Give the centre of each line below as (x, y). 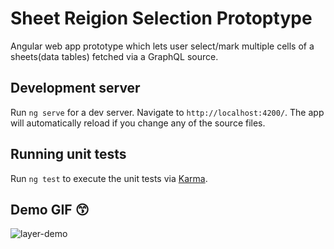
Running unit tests (68, 154)
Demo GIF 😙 (50, 209)
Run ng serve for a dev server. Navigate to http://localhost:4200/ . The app (167, 112)
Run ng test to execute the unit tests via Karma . (109, 178)
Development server (75, 88)
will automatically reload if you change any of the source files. (138, 123)
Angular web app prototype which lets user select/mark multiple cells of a (162, 46)
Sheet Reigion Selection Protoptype (161, 18)
